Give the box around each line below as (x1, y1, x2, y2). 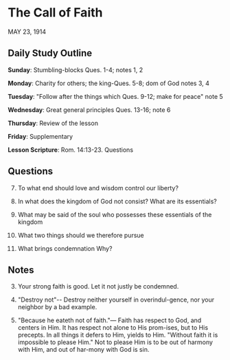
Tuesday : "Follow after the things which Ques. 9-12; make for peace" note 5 (8, 92, 224, 100)
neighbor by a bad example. (17, 303, 97, 311)
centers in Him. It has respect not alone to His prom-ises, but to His (17, 324, 209, 332)
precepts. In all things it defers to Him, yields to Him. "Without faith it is (17, 331, 218, 339)
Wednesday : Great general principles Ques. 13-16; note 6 (8, 105, 171, 114)
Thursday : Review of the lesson (8, 119, 99, 127)
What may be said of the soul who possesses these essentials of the (17, 210, 212, 218)
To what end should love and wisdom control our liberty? (17, 183, 179, 192)
